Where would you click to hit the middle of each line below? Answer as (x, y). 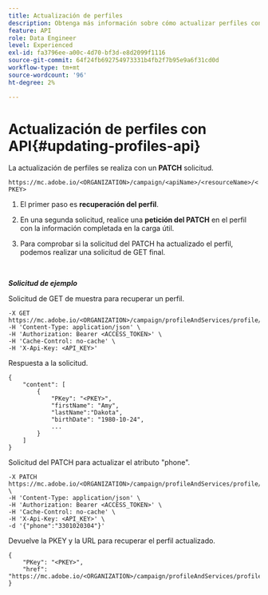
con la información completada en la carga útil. (97, 228)
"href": (35, 569)
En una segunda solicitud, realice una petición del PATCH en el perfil (133, 220)
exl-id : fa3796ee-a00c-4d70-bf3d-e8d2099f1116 (87, 53)
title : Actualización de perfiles (66, 16)
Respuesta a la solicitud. (48, 363)
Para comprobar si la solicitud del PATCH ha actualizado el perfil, (126, 244)
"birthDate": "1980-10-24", (98, 420)
